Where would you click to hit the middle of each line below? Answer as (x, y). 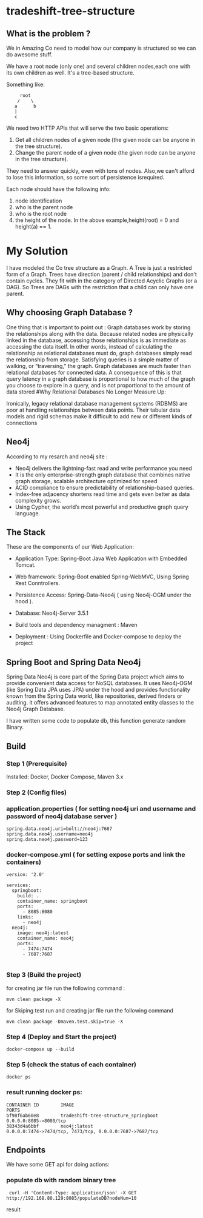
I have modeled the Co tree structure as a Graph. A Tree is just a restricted (99, 267)
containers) (24, 862)
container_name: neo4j (46, 939)
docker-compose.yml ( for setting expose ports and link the (96, 855)
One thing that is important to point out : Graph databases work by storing (98, 327)
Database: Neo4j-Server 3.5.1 (52, 613)
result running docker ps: (45, 1093)
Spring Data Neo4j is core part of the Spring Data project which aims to (95, 677)
